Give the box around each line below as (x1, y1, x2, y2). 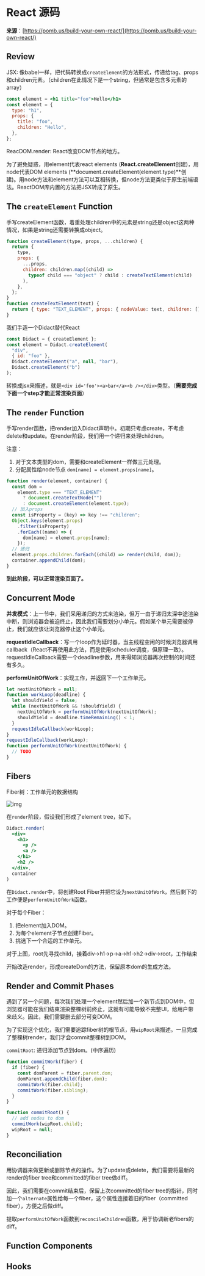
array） (6, 84, 26, 91)
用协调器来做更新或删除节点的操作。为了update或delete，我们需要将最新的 (6, 1166, 195, 1173)
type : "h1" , (12, 107, 43, 114)
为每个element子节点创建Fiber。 (15, 929, 97, 937)
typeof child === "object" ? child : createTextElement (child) (28, 272, 192, 278)
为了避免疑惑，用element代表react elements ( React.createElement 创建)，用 (6, 160, 199, 168)
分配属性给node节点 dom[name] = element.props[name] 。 (15, 465, 157, 473)
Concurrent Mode (6, 593, 76, 603)
